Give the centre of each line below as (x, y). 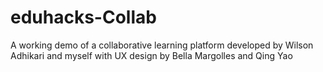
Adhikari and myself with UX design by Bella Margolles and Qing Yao (151, 55)
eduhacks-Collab (83, 17)
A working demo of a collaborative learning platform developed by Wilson (162, 45)
